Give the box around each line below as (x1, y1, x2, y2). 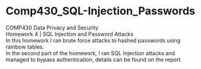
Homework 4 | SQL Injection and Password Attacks (5, 30, 134, 37)
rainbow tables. (5, 43, 44, 50)
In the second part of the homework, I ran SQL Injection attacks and (5, 49, 175, 56)
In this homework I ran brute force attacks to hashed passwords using (5, 37, 181, 44)
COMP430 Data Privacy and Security (5, 24, 98, 31)
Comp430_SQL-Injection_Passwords (5, 4, 196, 18)
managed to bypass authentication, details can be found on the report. (5, 56, 183, 63)
